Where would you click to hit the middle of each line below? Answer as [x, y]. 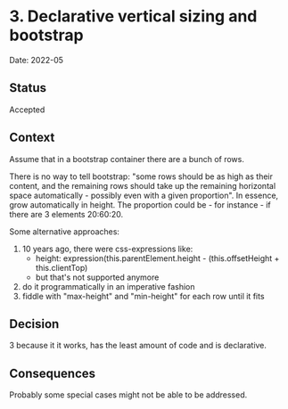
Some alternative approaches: [65, 231]
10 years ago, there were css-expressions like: [107, 249]
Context [32, 138]
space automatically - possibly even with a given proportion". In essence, [144, 195]
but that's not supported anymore [97, 277]
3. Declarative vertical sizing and [133, 16]
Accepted [27, 110]
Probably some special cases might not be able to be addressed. [128, 395]
